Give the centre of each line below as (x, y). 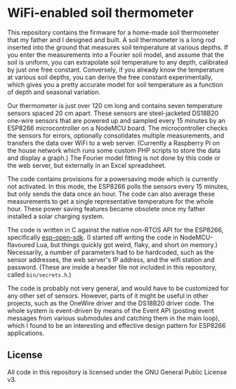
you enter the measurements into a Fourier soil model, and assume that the (116, 55)
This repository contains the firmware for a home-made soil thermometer (113, 32)
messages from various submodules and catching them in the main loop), (113, 318)
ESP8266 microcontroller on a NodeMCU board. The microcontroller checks (118, 128)
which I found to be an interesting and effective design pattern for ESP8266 (117, 325)
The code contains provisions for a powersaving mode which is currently (113, 179)
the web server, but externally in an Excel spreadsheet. (87, 165)
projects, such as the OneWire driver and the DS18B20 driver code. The (111, 303)
